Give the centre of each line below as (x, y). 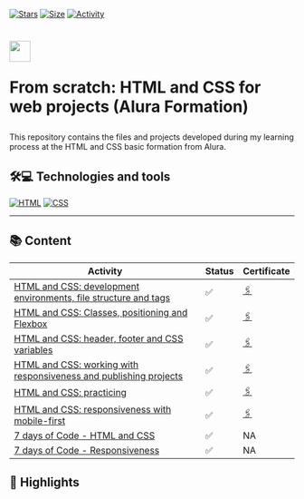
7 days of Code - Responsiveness (87, 450)
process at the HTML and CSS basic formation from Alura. (118, 147)
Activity (105, 270)
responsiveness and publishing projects (99, 376)
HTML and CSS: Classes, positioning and (101, 312)
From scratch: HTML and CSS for (135, 88)
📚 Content (41, 241)
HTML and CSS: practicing (70, 393)
